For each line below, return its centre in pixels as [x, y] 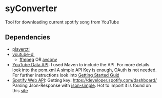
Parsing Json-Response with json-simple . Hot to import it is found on [81, 85]
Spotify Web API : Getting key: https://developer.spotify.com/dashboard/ [84, 80]
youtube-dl [23, 54]
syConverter [31, 9]
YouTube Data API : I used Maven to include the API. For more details [81, 64]
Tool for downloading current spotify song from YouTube [62, 22]
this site [20, 90]
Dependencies [28, 37]
